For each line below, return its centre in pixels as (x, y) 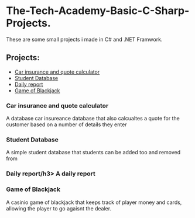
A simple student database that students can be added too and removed (93, 153)
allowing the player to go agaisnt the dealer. (59, 208)
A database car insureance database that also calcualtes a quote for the (93, 119)
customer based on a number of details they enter (66, 124)
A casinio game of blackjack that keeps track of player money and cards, (94, 202)
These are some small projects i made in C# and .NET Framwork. (84, 39)
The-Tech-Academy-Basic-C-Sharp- (98, 11)
